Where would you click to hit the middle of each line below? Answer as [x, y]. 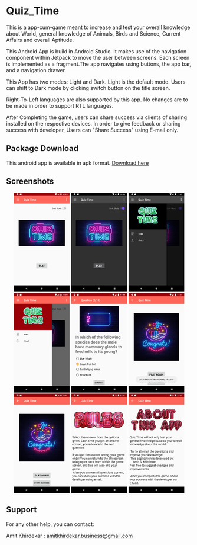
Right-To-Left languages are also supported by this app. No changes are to [97, 100]
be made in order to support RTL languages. [60, 105]
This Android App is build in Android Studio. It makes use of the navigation [96, 51]
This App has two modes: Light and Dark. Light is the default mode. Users [96, 82]
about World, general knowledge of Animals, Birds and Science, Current [93, 33]
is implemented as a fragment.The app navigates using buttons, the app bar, [99, 64]
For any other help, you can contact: [50, 524]
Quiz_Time [33, 11]
